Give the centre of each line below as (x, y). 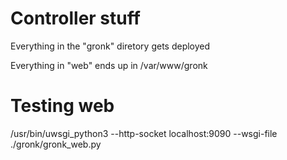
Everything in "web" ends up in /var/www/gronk (109, 65)
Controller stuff (75, 18)
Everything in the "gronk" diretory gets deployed (110, 46)
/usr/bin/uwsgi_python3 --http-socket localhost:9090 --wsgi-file (144, 133)
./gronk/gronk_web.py (56, 144)
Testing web (62, 106)
